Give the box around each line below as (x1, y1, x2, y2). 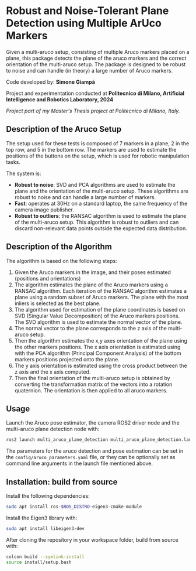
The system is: (6, 170, 41, 177)
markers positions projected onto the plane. (14, 355, 120, 363)
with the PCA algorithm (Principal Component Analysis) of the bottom (14, 350, 181, 357)
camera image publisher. (14, 206, 74, 213)
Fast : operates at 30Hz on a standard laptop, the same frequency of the (14, 200, 188, 207)
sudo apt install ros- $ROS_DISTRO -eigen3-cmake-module (6, 504, 142, 510)
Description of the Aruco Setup (6, 124, 121, 134)
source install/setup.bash (6, 559, 72, 565)
